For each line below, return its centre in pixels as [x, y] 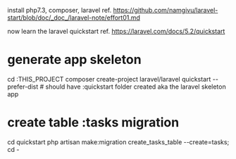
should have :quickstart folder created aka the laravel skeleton [136, 87]
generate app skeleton [75, 60]
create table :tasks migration [93, 123]
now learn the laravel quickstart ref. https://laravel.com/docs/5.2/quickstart [116, 31]
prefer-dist [23, 87]
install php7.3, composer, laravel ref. [60, 10]
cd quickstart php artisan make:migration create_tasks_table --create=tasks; [118, 142]
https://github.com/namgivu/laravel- [166, 10]
